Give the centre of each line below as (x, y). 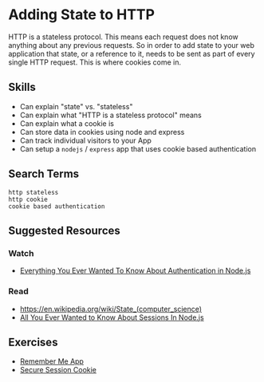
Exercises (33, 342)
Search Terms (44, 174)
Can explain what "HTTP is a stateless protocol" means (110, 115)
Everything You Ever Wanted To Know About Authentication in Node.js (135, 271)
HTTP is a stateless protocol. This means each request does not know (123, 37)
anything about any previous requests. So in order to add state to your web (132, 45)
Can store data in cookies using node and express (102, 132)
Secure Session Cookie (58, 370)
